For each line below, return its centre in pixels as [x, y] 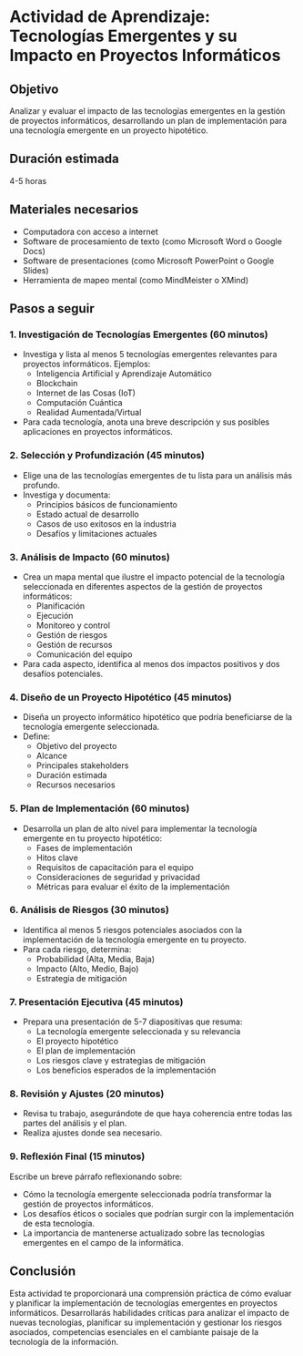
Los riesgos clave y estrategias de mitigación [121, 1061]
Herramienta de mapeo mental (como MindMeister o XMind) [136, 280]
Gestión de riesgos [71, 634]
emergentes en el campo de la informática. [103, 1242]
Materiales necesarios [74, 210]
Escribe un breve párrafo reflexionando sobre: [96, 1176]
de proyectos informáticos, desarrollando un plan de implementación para [148, 121]
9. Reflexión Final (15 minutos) [77, 1156]
